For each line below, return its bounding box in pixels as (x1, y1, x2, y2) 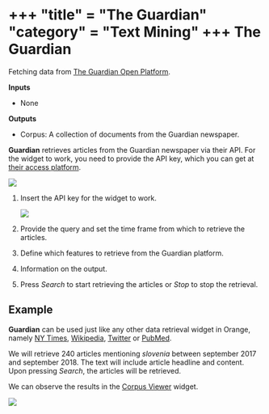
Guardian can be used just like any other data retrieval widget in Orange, (8, 324, 251, 334)
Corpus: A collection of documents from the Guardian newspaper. (19, 129, 240, 139)
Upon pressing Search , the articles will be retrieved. (8, 365, 182, 375)
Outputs (8, 113, 37, 123)
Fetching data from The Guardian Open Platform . (8, 66, 171, 76)
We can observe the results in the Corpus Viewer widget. (8, 382, 199, 391)
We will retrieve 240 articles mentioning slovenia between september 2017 (8, 349, 257, 358)
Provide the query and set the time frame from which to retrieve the (19, 224, 245, 234)
